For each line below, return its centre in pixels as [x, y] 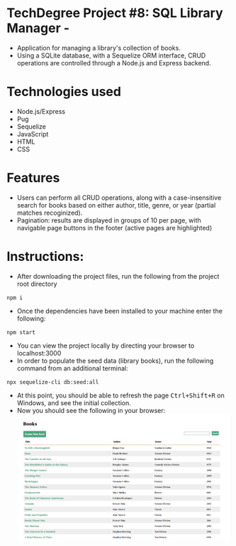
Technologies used [64, 92]
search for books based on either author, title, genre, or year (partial [116, 205]
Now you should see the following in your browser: [91, 410]
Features [33, 178]
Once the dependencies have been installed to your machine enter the [119, 311]
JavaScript [33, 134]
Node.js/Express [41, 111]
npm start [21, 332]
